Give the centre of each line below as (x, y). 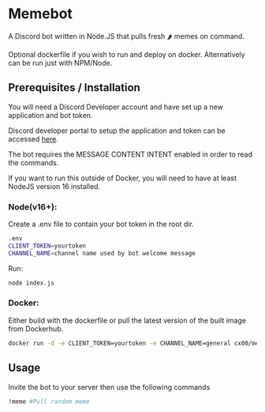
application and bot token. (50, 115)
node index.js (32, 283)
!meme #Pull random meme (49, 401)
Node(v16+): (33, 206)
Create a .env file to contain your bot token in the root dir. (101, 224)
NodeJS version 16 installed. (54, 186)
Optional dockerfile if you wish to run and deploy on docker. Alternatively (127, 54)
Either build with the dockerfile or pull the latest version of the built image (127, 320)
